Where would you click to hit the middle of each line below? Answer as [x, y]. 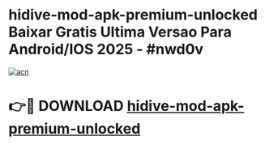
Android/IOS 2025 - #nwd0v [106, 49]
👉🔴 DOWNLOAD [66, 106]
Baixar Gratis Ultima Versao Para [120, 32]
